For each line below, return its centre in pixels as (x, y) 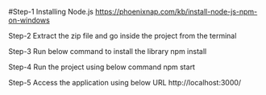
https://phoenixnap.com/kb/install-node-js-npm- (177, 12)
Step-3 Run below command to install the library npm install (108, 51)
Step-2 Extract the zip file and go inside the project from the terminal (123, 36)
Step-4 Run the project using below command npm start (102, 67)
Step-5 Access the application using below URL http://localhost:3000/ (125, 83)
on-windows (29, 20)
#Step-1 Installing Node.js (51, 12)
